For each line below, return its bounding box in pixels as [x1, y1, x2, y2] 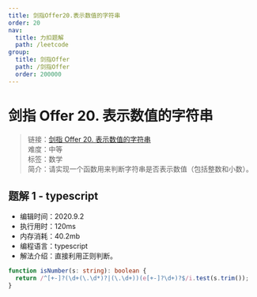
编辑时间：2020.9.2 [19, 212, 85, 221]
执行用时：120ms [19, 222, 77, 231]
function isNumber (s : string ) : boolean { [8, 267, 147, 275]
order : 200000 [15, 70, 62, 78]
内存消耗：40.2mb [19, 231, 81, 241]
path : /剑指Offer [15, 63, 70, 71]
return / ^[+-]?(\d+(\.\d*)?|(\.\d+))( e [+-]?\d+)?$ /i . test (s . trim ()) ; [15, 274, 249, 283]
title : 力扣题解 [15, 33, 65, 42]
